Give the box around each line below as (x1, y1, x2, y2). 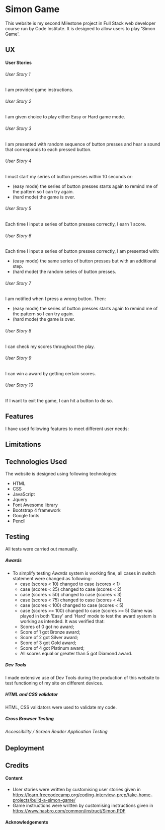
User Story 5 (5, 205, 32, 212)
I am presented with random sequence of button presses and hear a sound (5, 141, 160, 147)
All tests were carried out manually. (5, 545, 78, 552)
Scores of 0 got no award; (20, 624, 74, 630)
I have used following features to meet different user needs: (5, 426, 129, 432)
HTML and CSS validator (5, 691, 58, 698)
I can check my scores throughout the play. (5, 343, 95, 350)
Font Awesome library (12, 502, 58, 508)
